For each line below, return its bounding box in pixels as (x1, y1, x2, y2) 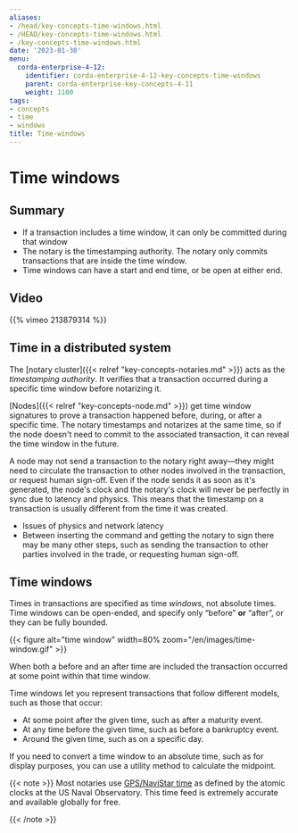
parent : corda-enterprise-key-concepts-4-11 (25, 79, 194, 88)
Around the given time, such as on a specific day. (21, 734, 204, 745)
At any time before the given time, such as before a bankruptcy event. (21, 724, 279, 735)
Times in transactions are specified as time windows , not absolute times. (9, 598, 277, 609)
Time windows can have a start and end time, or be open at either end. (21, 264, 283, 275)
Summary (9, 203, 65, 219)
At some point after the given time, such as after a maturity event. (21, 715, 263, 726)
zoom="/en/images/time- (161, 635, 256, 646)
